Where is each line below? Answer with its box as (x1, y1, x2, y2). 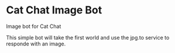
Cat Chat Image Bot (6, 3, 102, 17)
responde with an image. (6, 40, 66, 47)
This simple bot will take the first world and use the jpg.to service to (6, 34, 170, 41)
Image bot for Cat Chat (6, 23, 61, 30)
